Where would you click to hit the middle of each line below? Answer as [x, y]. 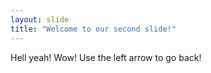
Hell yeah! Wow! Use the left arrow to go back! [106, 57]
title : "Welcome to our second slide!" [93, 29]
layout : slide [40, 19]
